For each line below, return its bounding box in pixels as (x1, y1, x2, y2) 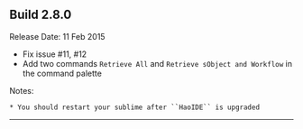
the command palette (22, 68, 102, 78)
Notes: (9, 85, 34, 96)
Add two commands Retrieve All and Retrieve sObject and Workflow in (22, 58, 293, 69)
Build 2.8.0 (9, 7, 72, 23)
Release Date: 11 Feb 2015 (9, 31, 106, 41)
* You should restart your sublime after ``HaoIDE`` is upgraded (9, 103, 260, 112)
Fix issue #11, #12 (22, 49, 87, 60)
